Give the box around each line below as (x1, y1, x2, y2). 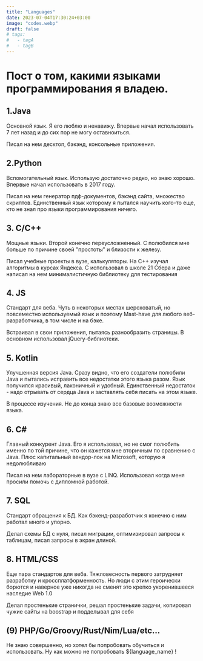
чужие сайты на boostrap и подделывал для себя (6, 607, 135, 615)
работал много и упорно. (6, 518, 72, 525)
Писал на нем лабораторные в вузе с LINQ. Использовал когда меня (6, 471, 185, 479)
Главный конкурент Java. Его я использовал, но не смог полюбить (6, 440, 180, 448)
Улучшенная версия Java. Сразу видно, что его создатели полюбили (6, 369, 185, 376)
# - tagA (6, 37, 34, 43)
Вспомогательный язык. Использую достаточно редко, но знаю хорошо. (6, 174, 195, 181)
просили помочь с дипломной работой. (6, 478, 109, 485)
